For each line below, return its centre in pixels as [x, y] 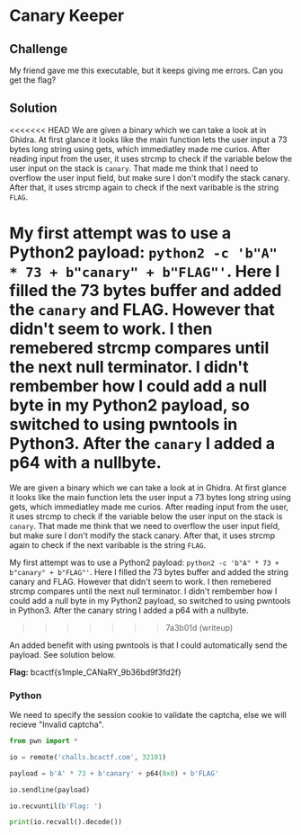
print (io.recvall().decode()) [66, 822]
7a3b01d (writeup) [199, 627]
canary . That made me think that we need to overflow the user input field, [145, 525]
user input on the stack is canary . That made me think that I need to [134, 168]
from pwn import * [44, 741]
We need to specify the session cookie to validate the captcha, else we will [148, 715]
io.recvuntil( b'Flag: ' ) [56, 806]
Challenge [39, 49]
